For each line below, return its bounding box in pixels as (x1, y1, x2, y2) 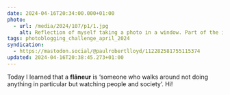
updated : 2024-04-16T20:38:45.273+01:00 (7, 54, 125, 61)
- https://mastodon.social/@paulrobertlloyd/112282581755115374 (13, 48, 201, 55)
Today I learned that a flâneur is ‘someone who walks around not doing (7, 73, 209, 81)
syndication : (7, 41, 44, 48)
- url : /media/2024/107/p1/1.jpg (13, 22, 109, 29)
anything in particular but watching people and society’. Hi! (7, 79, 173, 88)
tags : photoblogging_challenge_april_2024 (7, 35, 130, 42)
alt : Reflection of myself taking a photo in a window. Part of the (19, 28, 219, 36)
